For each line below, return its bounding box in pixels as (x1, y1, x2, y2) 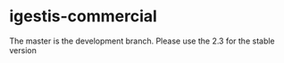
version (9, 44, 38, 55)
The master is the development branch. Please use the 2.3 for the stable (9, 35, 275, 46)
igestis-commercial (9, 6, 158, 27)
